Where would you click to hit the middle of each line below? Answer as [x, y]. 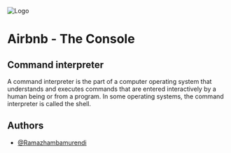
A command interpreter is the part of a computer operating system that [110, 81]
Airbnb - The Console [71, 39]
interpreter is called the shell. [49, 104]
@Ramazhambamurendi [52, 143]
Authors [26, 126]
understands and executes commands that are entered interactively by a [112, 89]
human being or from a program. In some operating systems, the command [115, 96]
